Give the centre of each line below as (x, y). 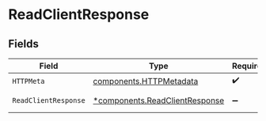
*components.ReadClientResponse (159, 100)
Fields (24, 44)
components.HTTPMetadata (146, 81)
